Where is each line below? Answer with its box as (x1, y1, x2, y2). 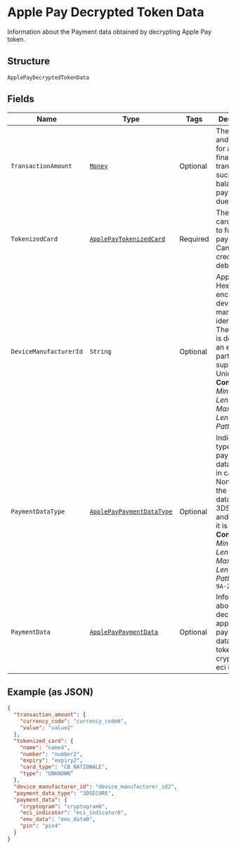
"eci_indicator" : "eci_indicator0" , (20, 810, 128, 817)
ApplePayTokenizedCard (89, 235, 166, 243)
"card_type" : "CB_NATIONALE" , (20, 764, 109, 771)
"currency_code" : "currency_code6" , (20, 718, 128, 725)
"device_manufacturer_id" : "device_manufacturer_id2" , (13, 783, 178, 790)
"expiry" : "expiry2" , (20, 757, 83, 764)
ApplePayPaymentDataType (89, 507, 173, 516)
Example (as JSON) (7, 686, 93, 698)
